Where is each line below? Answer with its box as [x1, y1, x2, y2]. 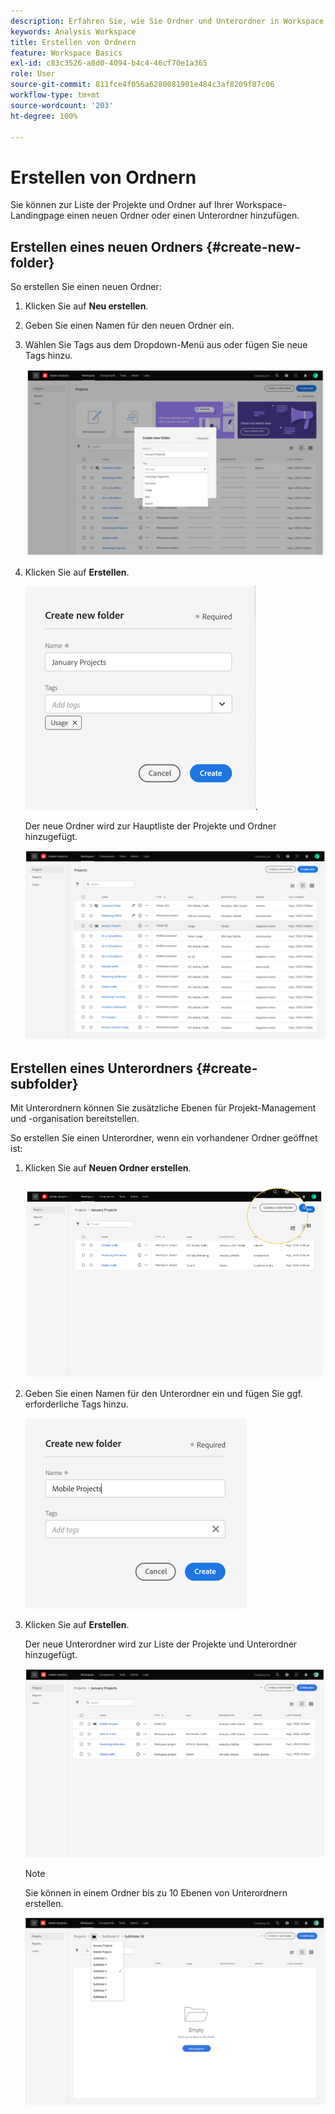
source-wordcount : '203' [10, 100, 114, 110]
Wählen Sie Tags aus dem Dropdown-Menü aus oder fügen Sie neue [24, 339, 308, 351]
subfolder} [10, 1075, 79, 1092]
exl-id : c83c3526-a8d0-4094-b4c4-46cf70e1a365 [10, 58, 208, 69]
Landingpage [10, 210, 65, 222]
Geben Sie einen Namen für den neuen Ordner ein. [24, 320, 235, 332]
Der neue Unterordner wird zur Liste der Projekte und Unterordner [24, 1638, 298, 1650]
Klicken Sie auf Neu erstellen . [24, 300, 149, 312]
